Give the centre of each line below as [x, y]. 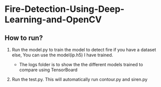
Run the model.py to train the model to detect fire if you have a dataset [84, 50]
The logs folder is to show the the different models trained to [81, 65]
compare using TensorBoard [48, 70]
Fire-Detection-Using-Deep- [65, 9]
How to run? [24, 38]
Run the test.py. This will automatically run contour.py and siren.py [80, 79]
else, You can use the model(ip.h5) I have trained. [62, 55]
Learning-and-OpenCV [53, 20]
